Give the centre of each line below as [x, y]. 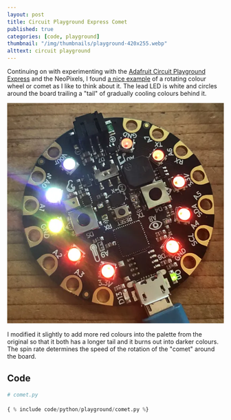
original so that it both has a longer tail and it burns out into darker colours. [113, 342]
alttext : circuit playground [49, 51]
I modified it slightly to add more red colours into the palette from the [105, 334]
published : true [30, 29]
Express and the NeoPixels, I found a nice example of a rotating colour [107, 79]
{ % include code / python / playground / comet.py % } [78, 409]
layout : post [26, 14]
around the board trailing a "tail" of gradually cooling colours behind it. [107, 93]
